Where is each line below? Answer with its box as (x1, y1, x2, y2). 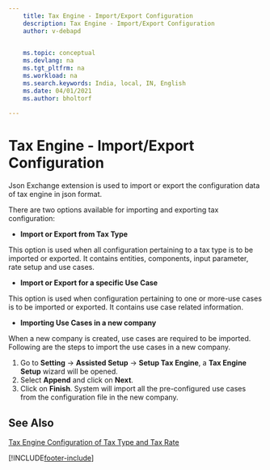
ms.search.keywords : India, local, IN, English (23, 79, 186, 88)
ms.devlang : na (23, 57, 74, 65)
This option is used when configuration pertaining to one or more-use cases (8, 293, 263, 304)
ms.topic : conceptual (23, 49, 95, 58)
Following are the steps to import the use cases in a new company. (8, 342, 231, 352)
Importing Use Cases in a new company (19, 318, 157, 328)
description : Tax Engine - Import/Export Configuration (23, 19, 216, 28)
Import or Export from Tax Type (19, 229, 128, 239)
